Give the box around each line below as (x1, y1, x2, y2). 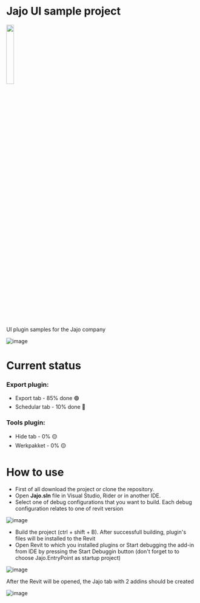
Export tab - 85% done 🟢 (15, 395, 80, 402)
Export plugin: (6, 381, 49, 389)
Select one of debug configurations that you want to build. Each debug (15, 498, 192, 505)
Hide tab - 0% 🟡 (15, 432, 58, 440)
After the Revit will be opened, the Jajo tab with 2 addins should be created (6, 577, 194, 585)
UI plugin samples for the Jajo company (6, 325, 106, 333)
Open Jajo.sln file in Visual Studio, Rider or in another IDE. (15, 492, 161, 499)
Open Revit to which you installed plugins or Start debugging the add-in (15, 541, 195, 548)
